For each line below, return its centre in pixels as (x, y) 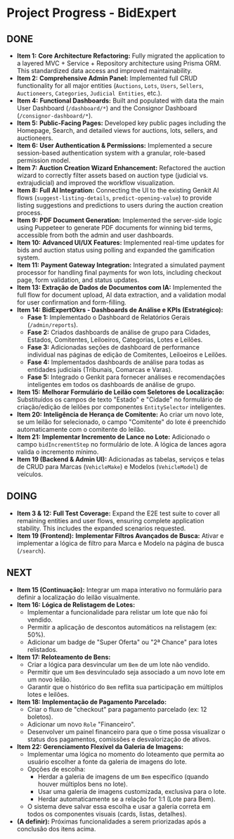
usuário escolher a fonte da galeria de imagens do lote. (107, 762)
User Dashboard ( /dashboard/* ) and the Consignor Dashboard (107, 108)
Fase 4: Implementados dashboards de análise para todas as (116, 362)
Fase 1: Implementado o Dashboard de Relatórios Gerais (109, 317)
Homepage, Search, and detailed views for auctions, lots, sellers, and (117, 130)
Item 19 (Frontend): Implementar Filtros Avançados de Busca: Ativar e (120, 535)
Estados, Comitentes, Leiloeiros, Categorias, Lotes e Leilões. (115, 340)
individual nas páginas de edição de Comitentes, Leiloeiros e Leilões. (127, 354)
